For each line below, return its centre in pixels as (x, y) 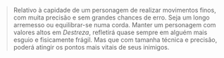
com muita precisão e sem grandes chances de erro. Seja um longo (111, 17)
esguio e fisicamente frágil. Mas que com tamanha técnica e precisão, (115, 40)
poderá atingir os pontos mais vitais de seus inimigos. (91, 47)
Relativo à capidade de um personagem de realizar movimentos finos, (114, 10)
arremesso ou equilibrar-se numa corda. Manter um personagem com (114, 25)
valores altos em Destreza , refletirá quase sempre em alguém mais (110, 32)
